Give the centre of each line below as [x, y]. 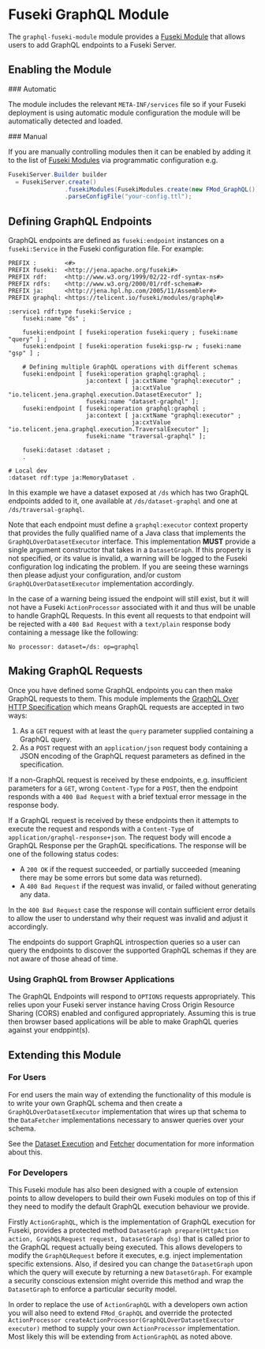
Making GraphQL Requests [76, 671]
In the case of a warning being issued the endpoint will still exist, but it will [129, 599]
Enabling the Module [60, 70]
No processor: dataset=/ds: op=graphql [74, 647]
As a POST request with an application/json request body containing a [134, 747]
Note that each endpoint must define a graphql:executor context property [128, 525]
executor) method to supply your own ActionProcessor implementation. [124, 1328]
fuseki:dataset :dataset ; [67, 450]
